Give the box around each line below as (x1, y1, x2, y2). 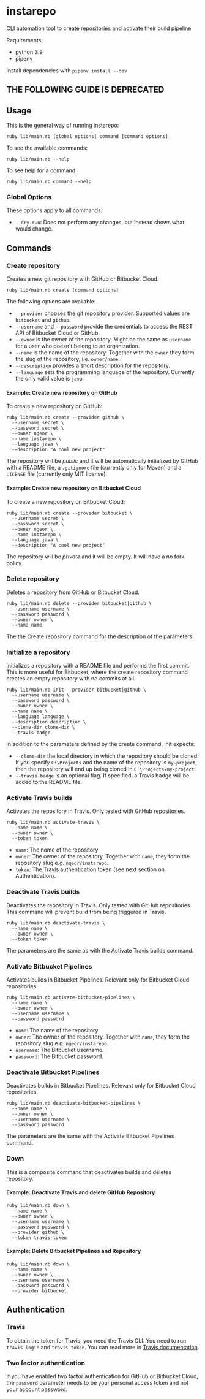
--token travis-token (12, 1234, 67, 1241)
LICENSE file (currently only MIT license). (6, 470, 108, 478)
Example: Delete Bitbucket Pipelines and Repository (6, 1248, 141, 1255)
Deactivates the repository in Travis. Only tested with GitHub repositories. (6, 901, 192, 909)
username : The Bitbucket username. (15, 1046, 104, 1054)
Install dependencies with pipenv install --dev (6, 66, 127, 74)
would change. (15, 225, 53, 232)
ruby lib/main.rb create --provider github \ (6, 414, 124, 421)
